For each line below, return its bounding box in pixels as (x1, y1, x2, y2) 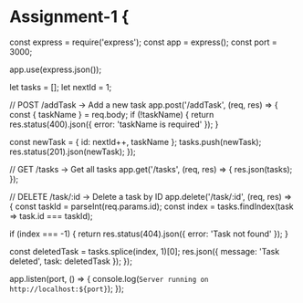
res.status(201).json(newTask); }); (9, 146, 137, 157)
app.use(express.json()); (9, 64, 102, 75)
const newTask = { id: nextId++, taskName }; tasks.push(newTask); (9, 136, 262, 147)
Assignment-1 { (9, 6, 130, 27)
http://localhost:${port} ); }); (9, 283, 125, 294)
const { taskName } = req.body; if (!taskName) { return (9, 109, 214, 120)
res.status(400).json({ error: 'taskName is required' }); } (9, 119, 219, 130)
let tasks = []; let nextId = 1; (9, 81, 112, 92)
